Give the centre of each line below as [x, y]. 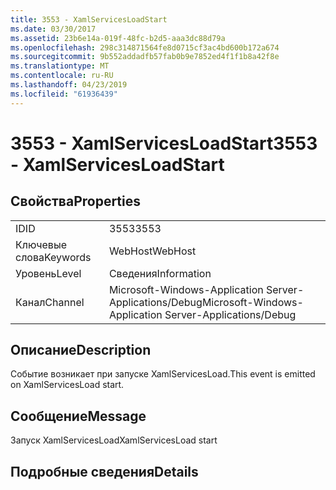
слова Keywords [53, 257]
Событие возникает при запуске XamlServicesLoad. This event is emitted [163, 374]
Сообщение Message [78, 416]
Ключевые [41, 244]
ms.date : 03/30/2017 [53, 29]
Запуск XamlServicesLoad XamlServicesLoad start [114, 440]
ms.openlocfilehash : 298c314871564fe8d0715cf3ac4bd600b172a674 [145, 47]
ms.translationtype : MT [60, 66]
